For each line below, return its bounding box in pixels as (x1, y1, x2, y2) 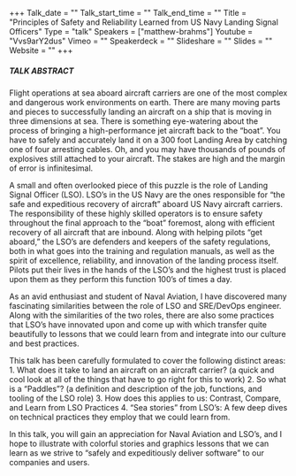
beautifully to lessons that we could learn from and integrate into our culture (9, 328, 286, 339)
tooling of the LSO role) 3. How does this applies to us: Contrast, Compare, (9, 393, 281, 403)
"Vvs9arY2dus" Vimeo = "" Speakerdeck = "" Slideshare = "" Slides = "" (9, 35, 273, 46)
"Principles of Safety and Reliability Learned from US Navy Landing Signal (9, 17, 278, 27)
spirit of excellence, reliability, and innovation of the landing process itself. (9, 255, 279, 265)
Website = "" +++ (9, 45, 73, 56)
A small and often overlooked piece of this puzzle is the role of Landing (9, 180, 269, 190)
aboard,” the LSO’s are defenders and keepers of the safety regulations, (9, 236, 271, 247)
